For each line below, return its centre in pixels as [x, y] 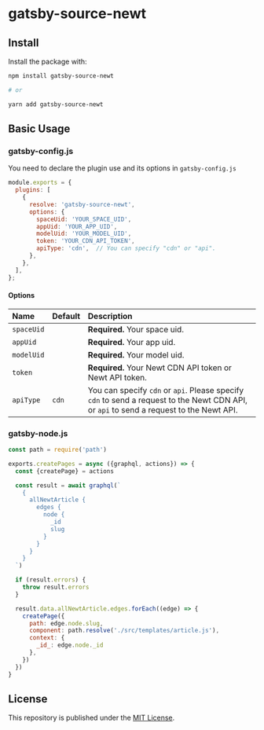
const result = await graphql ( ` [68, 485]
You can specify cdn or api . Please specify [166, 390]
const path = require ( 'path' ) [58, 450]
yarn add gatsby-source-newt [56, 104]
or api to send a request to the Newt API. [163, 409]
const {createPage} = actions [64, 471]
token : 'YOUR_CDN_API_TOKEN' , [86, 241]
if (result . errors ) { [51, 580]
